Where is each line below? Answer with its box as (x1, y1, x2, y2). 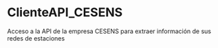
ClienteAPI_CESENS (7, 5, 123, 20)
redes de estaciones (7, 34, 65, 42)
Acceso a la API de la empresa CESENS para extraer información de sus (7, 27, 212, 35)
